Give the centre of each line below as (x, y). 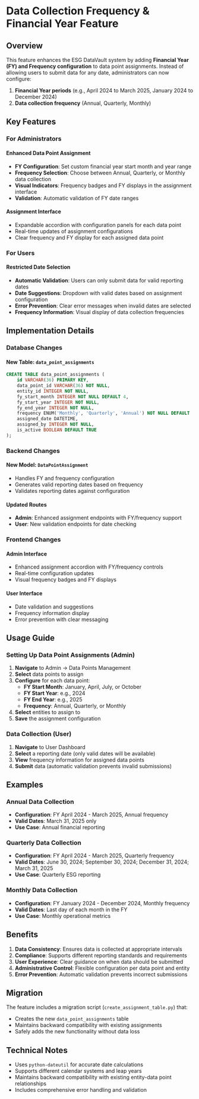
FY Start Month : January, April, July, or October (82, 687)
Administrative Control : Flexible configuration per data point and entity (102, 968)
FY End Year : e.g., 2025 (53, 700)
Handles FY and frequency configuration (64, 478)
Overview (25, 46)
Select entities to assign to (48, 712)
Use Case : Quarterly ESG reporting (58, 875)
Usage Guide (31, 638)
